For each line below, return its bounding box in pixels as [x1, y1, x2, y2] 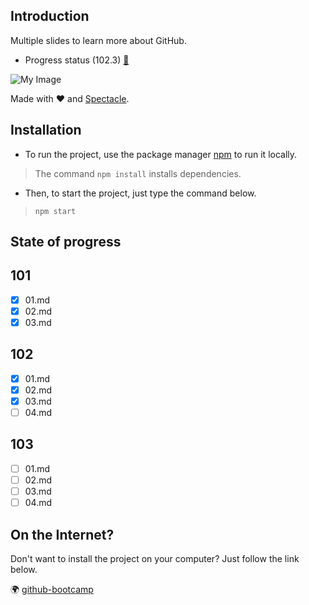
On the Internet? [10, 526, 115, 543]
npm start [34, 206, 77, 216]
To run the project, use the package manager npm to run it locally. [24, 148, 298, 160]
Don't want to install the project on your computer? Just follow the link [10, 552, 300, 564]
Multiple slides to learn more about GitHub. [10, 34, 187, 46]
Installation [10, 122, 82, 139]
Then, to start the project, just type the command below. [24, 187, 257, 199]
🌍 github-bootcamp [10, 583, 94, 595]
